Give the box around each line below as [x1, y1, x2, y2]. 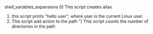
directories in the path [11, 23, 56, 29]
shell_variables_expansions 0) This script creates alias [4, 4, 112, 10]
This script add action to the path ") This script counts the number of [11, 19, 149, 24]
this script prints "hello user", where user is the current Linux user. [11, 13, 143, 19]
